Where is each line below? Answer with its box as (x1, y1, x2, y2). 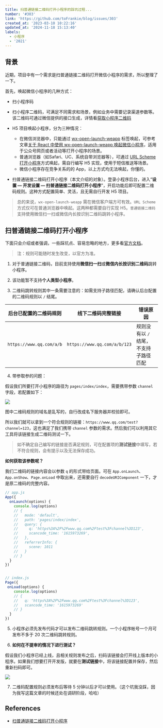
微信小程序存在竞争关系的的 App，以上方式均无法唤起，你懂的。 (19, 166, 148, 172)
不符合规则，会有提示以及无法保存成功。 (16, 448, 98, 453)
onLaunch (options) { (9, 499, 51, 504)
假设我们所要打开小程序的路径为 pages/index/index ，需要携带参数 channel (5, 383, 153, 389)
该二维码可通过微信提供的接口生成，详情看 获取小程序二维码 (12, 115, 131, 121)
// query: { (14, 522, 42, 527)
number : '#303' (5, 12, 36, 17)
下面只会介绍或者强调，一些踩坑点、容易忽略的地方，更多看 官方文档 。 (5, 240, 146, 246)
